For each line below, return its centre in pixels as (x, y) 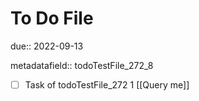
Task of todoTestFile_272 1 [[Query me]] (107, 84)
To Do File (52, 18)
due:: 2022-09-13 (47, 46)
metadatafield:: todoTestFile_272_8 (82, 65)
